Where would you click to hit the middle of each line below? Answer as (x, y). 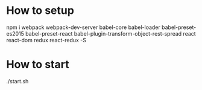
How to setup (40, 11)
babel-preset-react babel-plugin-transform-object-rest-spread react (110, 33)
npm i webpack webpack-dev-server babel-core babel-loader (84, 27)
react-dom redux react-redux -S (46, 40)
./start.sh (17, 81)
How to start (38, 65)
